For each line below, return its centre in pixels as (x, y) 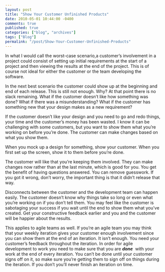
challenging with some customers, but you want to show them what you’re (81, 127)
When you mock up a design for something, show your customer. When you (82, 147)
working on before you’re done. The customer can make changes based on (82, 132)
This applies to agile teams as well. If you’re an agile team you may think (78, 228)
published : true (22, 28)
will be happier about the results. (38, 218)
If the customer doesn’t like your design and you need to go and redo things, (83, 117)
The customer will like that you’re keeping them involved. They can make (79, 162)
